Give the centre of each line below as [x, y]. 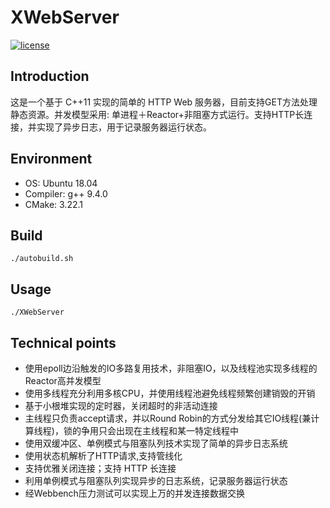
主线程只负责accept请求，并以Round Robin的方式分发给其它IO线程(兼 [168, 418]
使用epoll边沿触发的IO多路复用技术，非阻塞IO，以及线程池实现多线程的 [171, 368]
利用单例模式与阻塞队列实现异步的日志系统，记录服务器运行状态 [156, 480]
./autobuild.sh [42, 259]
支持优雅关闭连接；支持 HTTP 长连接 [100, 468]
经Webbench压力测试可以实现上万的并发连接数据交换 [134, 493]
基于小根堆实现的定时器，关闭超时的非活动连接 [121, 405]
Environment [51, 159]
